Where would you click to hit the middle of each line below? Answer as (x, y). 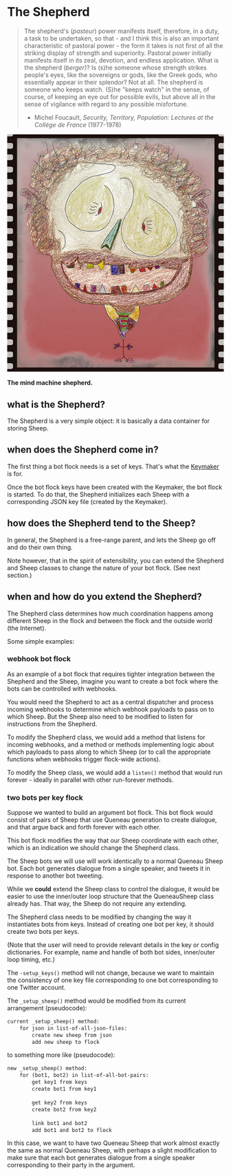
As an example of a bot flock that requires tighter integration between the (111, 674)
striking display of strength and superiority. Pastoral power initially (118, 53)
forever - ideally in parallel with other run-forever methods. (90, 780)
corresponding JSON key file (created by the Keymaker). (87, 501)
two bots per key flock (45, 797)
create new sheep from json (72, 1036)
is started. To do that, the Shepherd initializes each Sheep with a (98, 494)
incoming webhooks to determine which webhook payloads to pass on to (111, 709)
